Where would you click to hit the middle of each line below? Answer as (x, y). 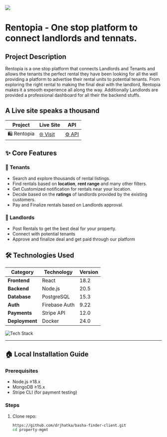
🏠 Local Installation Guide (47, 354)
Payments (20, 313)
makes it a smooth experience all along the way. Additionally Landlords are (82, 90)
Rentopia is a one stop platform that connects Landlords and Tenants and (80, 69)
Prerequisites (22, 371)
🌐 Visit (47, 134)
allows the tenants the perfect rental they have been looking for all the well (82, 74)
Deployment (22, 321)
